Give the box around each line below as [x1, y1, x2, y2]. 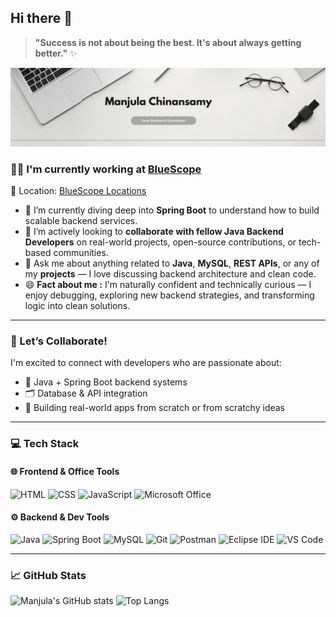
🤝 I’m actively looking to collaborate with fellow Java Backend [24, 226, 284, 238]
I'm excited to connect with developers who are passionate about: [10, 357, 282, 369]
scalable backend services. [24, 215, 138, 227]
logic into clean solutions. [24, 300, 131, 312]
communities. [53, 247, 109, 259]
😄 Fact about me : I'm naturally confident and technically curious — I [24, 279, 312, 291]
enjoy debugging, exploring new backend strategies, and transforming [24, 289, 315, 301]
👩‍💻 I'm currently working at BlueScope [10, 162, 202, 176]
